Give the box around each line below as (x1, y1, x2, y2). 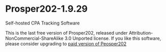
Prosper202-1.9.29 (5, 3, 88, 15)
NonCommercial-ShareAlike (5, 35, 64, 41)
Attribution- (129, 30, 153, 36)
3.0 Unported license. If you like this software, (64, 35, 161, 41)
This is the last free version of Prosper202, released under (5, 30, 128, 36)
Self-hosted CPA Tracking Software (5, 20, 80, 26)
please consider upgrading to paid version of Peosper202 (5, 40, 127, 46)
